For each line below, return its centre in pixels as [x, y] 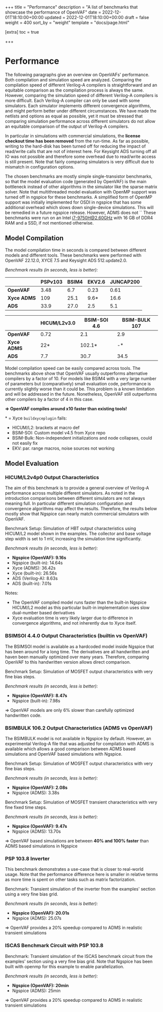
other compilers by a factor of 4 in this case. [49, 399]
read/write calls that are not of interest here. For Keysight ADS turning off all [81, 151]
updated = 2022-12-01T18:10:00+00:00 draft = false [97, 17]
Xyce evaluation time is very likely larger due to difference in [73, 618]
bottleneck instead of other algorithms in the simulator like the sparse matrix [81, 187]
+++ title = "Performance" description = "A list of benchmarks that [72, 7]
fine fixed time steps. [26, 807]
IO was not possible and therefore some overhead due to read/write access [81, 156]
